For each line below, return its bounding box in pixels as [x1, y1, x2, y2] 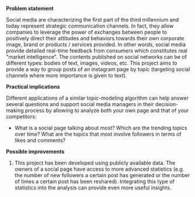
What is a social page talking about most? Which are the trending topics [14, 125, 188, 131]
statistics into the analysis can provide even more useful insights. [14, 184, 172, 191]
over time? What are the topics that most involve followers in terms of [14, 131, 182, 138]
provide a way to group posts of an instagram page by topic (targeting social [6, 66, 190, 72]
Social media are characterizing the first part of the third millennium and [6, 16, 179, 23]
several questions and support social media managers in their [6, 101, 155, 107]
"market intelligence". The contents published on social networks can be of [6, 54, 187, 60]
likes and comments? [14, 137, 66, 143]
